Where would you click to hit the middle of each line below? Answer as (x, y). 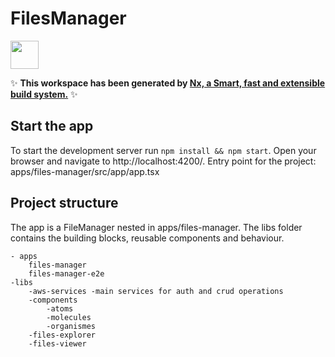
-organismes (71, 326)
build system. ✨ (44, 94)
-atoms (60, 308)
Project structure (64, 203)
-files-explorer (62, 335)
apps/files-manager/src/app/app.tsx (85, 171)
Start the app (52, 126)
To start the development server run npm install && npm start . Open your (163, 150)
